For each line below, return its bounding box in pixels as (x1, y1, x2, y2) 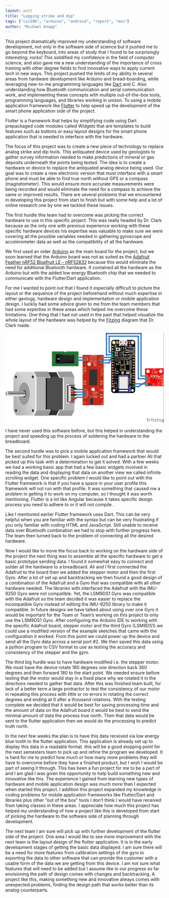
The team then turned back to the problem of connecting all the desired (5, 533, 154, 539)
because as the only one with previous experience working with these (5, 223, 150, 229)
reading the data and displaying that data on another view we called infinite (5, 469, 161, 475)
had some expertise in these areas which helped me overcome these (5, 306, 148, 312)
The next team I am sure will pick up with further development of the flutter (5, 828, 161, 835)
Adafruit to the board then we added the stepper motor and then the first (5, 569, 156, 576)
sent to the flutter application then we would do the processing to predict (5, 718, 157, 724)
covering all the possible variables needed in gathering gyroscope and (5, 233, 151, 239)
